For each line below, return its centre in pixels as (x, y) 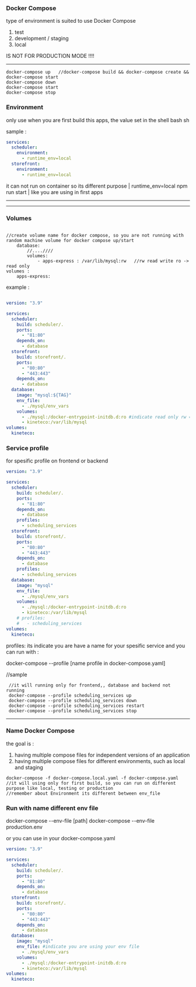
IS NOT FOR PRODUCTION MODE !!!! (50, 56)
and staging (29, 767)
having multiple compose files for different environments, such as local (100, 761)
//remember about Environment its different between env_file (83, 793)
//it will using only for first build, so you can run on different (91, 783)
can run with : (22, 652)
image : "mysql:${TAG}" (44, 395)
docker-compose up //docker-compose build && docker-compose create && (98, 72)
